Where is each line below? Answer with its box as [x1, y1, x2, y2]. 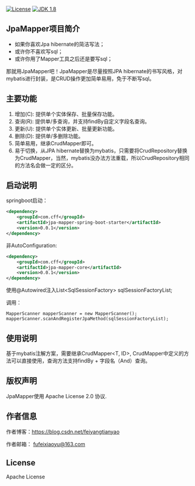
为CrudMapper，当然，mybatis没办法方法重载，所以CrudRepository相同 [14, 154, 190, 161]
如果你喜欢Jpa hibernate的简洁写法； [14, 40, 105, 47]
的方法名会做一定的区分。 [14, 162, 77, 169]
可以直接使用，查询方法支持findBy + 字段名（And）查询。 [11, 357, 151, 364]
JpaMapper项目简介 [6, 24, 80, 34]
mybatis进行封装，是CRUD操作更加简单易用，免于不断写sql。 [6, 75, 155, 82]
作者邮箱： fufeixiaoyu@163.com [6, 440, 85, 447]
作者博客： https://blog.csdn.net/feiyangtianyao [6, 428, 120, 435]
